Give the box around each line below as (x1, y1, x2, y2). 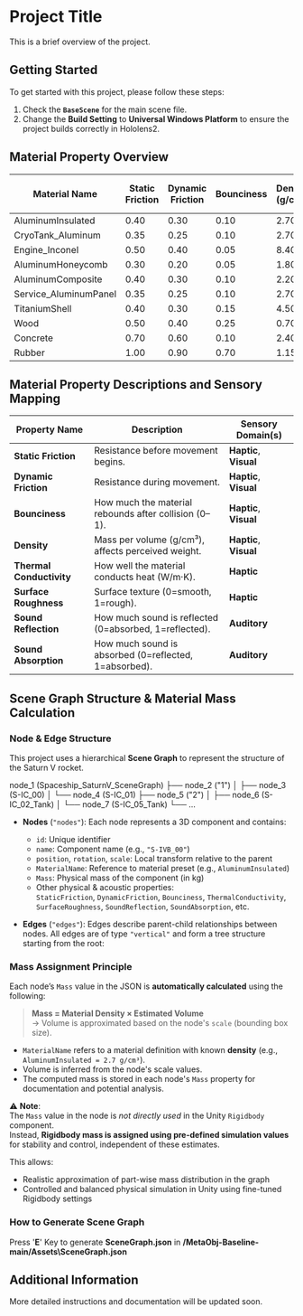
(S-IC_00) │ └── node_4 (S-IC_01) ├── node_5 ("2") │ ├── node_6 (9, 789, 260, 801)
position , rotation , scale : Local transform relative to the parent (35, 853, 273, 864)
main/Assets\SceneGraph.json (9, 1245, 128, 1257)
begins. (94, 456, 126, 468)
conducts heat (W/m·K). (94, 571, 196, 584)
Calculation (9, 705, 76, 720)
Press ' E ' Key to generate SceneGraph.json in (9, 1236, 181, 1247)
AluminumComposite (14, 273, 103, 286)
